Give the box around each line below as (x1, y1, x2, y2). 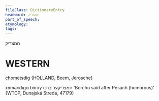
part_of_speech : (5, 17, 40, 22)
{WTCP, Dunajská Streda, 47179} (5, 90, 75, 96)
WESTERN (5, 58, 50, 70)
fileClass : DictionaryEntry (5, 7, 65, 13)
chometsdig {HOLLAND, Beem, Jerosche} (5, 75, 93, 81)
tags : (5, 26, 17, 31)
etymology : (5, 21, 28, 27)
